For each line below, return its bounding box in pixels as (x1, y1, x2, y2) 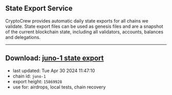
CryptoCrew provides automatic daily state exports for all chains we (5, 17, 148, 24)
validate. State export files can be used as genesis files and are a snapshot (5, 23, 163, 29)
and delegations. (5, 34, 41, 40)
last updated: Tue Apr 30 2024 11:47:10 (12, 67, 95, 73)
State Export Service (5, 4, 73, 13)
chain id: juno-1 (12, 73, 46, 79)
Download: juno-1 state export (5, 54, 104, 63)
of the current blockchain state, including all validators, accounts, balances (5, 28, 164, 35)
